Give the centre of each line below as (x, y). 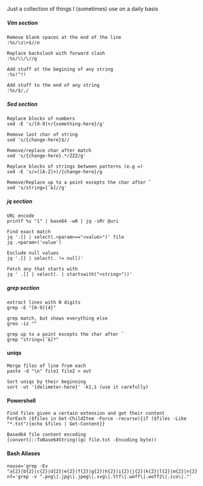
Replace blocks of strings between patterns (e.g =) (75, 166)
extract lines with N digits (44, 302)
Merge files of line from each (46, 366)
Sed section (22, 104)
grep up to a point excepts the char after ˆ (65, 334)
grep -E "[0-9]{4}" (32, 307)
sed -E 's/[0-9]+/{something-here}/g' (56, 124)
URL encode (21, 216)
